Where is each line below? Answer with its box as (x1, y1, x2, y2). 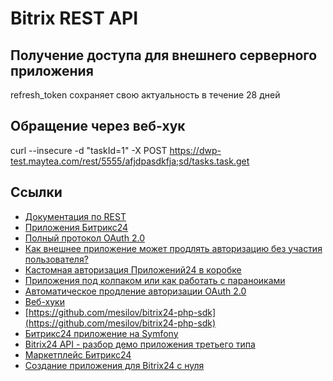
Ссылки (10, 184, 63, 201)
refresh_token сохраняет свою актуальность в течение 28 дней (10, 89, 281, 101)
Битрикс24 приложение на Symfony (24, 327, 179, 339)
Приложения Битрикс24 (24, 221, 129, 233)
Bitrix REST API (10, 7, 139, 30)
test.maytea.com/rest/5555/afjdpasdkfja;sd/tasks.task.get (10, 155, 250, 167)
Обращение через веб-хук (10, 118, 186, 135)
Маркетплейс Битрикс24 (24, 348, 132, 361)
